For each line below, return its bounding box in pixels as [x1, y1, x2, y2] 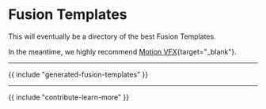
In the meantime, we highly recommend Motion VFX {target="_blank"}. [8, 47, 237, 56]
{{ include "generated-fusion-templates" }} [8, 70, 149, 79]
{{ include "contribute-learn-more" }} [8, 92, 129, 102]
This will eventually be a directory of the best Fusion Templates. [8, 32, 216, 41]
